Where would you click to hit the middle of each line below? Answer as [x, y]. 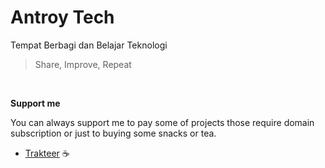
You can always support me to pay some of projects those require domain [162, 122]
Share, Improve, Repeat [83, 64]
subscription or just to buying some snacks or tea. [113, 133]
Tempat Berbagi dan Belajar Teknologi [89, 45]
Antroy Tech [62, 17]
